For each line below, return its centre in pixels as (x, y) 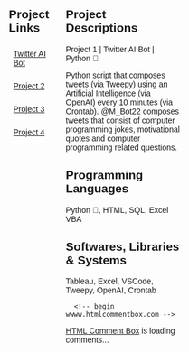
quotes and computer (103, 138)
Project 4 (29, 132)
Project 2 (29, 86)
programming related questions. (121, 147)
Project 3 (29, 109)
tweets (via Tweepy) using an (117, 84)
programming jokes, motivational (123, 129)
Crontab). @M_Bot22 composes (122, 111)
